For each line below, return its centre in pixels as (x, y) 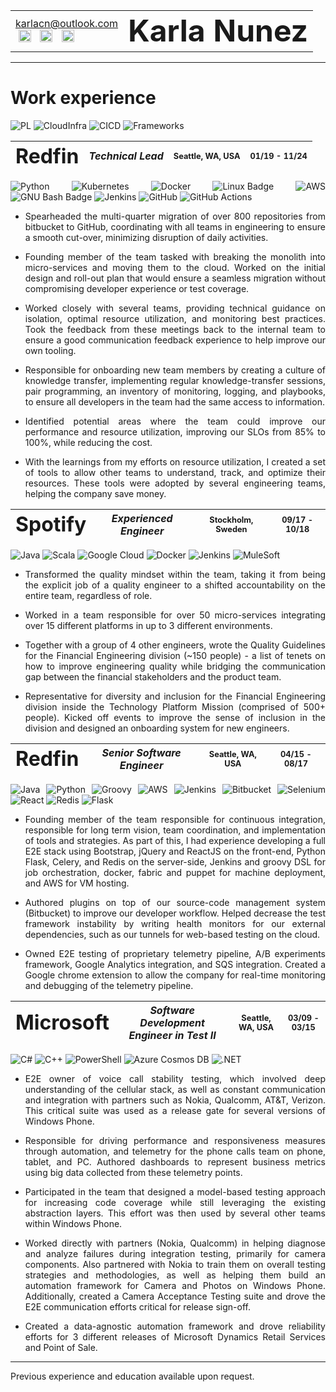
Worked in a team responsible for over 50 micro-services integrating (175, 615)
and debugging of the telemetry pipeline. (109, 985)
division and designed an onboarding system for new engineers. (157, 728)
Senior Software (141, 752)
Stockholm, (231, 519)
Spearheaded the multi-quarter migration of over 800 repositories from (175, 216)
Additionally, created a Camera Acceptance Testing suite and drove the (175, 1296)
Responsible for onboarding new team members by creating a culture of (175, 370)
